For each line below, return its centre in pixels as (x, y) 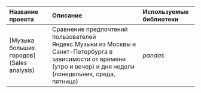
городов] (22, 55)
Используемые (166, 12)
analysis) (22, 70)
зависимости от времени (89, 59)
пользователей (74, 37)
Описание (67, 15)
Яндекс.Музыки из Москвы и (94, 44)
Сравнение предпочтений (90, 29)
